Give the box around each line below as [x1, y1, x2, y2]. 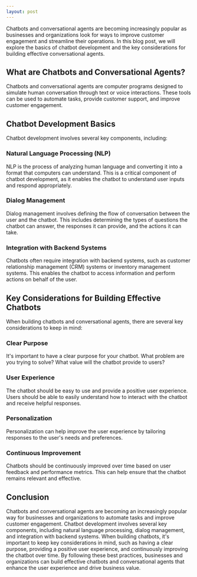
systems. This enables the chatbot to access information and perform [6, 270, 176, 277]
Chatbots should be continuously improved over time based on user [6, 462, 171, 469]
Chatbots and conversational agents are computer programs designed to [6, 83, 183, 90]
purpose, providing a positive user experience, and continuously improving [6, 545, 189, 552]
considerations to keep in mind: [6, 324, 83, 331]
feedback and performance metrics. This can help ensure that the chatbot [6, 469, 186, 476]
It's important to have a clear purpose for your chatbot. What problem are [6, 353, 185, 360]
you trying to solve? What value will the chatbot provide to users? [6, 359, 165, 366]
